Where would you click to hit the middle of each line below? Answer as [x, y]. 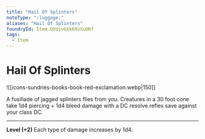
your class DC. [25, 112]
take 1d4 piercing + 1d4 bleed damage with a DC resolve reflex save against [102, 105]
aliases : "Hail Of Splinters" [45, 23]
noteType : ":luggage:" [35, 18]
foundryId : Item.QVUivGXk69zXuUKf [50, 29]
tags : [13, 35]
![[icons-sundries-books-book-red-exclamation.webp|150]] [81, 87]
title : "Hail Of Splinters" [42, 12]
